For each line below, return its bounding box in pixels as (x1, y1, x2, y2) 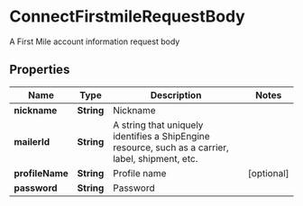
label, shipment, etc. (112, 152, 198, 165)
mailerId (14, 135, 50, 148)
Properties (9, 62, 70, 77)
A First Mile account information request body (9, 36, 180, 47)
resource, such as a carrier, (112, 141, 230, 154)
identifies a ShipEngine (112, 130, 210, 142)
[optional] (247, 166, 289, 179)
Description (150, 88, 202, 101)
